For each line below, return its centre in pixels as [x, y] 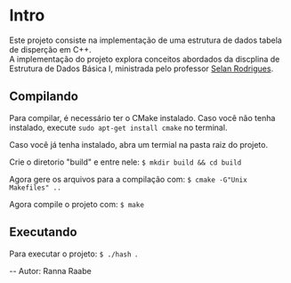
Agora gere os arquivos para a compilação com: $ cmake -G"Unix [128, 179]
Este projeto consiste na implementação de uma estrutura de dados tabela [145, 40]
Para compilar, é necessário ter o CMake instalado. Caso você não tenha [142, 117]
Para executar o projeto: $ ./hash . [73, 254]
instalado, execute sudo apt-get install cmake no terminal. [118, 127]
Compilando [44, 97]
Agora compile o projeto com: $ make [77, 204]
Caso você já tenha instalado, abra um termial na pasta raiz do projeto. [139, 144]
